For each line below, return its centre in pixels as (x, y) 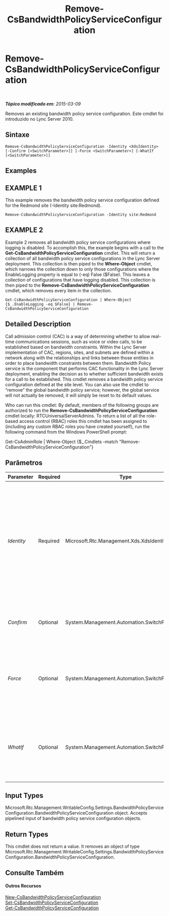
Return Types (27, 834)
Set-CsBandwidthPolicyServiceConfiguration (52, 902)
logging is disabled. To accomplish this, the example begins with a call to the (84, 247)
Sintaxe (17, 135)
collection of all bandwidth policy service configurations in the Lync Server (82, 258)
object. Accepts (131, 813)
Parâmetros (24, 463)
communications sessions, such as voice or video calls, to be (79, 342)
